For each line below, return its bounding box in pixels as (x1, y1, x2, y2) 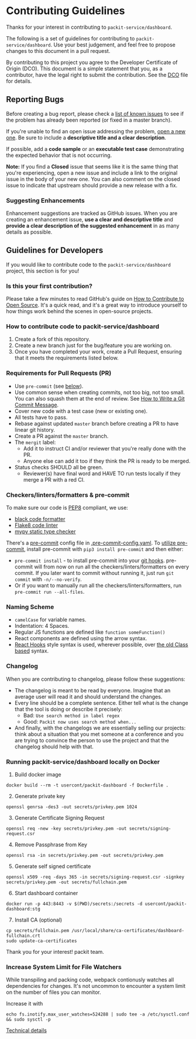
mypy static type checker (14, 528, 76, 535)
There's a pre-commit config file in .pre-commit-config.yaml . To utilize (6, 539, 176, 547)
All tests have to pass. (14, 413, 68, 421)
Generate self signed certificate (14, 862, 91, 870)
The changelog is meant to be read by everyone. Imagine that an (14, 687, 171, 694)
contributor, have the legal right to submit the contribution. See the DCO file (6, 71, 188, 78)
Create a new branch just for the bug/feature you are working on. (14, 342, 172, 349)
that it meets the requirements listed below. (14, 354, 119, 362)
